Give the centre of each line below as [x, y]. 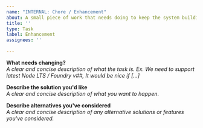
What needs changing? [36, 62]
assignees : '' [24, 40]
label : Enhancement [31, 35]
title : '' [19, 23]
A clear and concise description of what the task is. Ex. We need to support [100, 69]
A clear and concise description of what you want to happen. [83, 94]
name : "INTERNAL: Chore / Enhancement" [56, 12]
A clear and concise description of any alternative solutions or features [95, 112]
